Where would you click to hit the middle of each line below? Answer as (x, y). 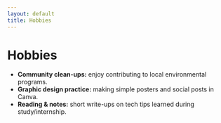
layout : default (31, 14)
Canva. (28, 97)
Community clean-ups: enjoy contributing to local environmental (112, 75)
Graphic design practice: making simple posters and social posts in (115, 89)
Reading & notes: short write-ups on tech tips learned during (106, 104)
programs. (32, 82)
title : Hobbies (29, 20)
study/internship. (42, 112)
